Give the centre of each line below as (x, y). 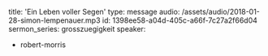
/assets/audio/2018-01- (220, 12)
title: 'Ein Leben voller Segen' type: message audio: (94, 12)
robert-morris (43, 45)
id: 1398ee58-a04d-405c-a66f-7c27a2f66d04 (180, 20)
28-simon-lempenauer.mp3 (54, 20)
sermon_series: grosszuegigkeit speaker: (77, 29)
